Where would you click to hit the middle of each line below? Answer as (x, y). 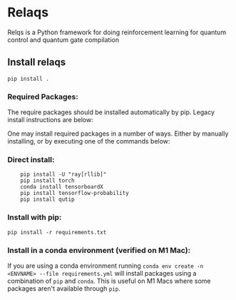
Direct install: (31, 159)
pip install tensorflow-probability (75, 194)
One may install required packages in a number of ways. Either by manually (118, 134)
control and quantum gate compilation (63, 39)
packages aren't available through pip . (64, 288)
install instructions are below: (51, 120)
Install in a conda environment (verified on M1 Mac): (99, 250)
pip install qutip (47, 200)
